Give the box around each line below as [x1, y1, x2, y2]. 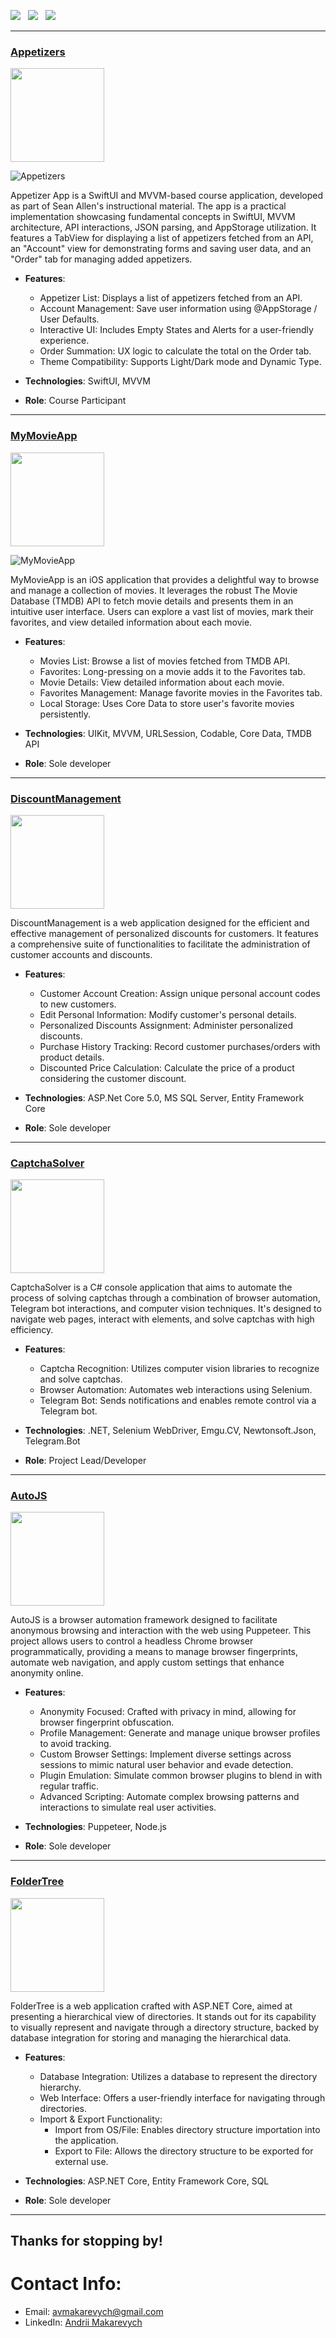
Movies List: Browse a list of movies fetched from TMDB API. [39, 655, 291, 667]
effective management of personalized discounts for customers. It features [10, 927, 319, 939]
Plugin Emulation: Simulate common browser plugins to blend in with [39, 1770, 323, 1782]
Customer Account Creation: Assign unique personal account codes [39, 987, 321, 999]
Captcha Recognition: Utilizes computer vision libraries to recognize [39, 1363, 320, 1375]
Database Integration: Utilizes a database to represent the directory [39, 2070, 318, 2082]
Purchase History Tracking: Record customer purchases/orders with [39, 1040, 321, 1052]
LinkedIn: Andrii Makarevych [24, 2316, 143, 2329]
